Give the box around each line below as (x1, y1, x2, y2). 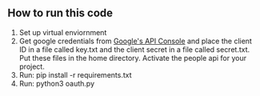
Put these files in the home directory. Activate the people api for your (18, 53, 247, 62)
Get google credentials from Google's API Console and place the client (18, 36, 253, 46)
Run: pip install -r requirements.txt (18, 70, 133, 79)
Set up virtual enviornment (18, 27, 107, 37)
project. (18, 62, 45, 71)
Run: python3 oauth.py (18, 78, 95, 88)
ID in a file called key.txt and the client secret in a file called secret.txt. (18, 44, 250, 54)
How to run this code (7, 6, 114, 20)
